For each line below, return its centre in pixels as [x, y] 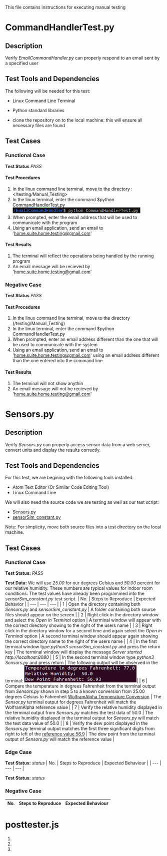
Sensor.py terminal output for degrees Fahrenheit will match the [71, 702]
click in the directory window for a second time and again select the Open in [84, 631]
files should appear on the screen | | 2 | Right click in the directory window [82, 615]
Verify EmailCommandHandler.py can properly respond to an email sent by [82, 58]
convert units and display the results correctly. [53, 450]
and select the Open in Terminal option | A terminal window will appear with [83, 620]
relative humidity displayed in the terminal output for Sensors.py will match [82, 718]
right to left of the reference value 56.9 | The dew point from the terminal [80, 734]
